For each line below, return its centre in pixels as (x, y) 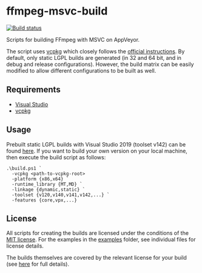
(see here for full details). (38, 264)
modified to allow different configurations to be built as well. (81, 70)
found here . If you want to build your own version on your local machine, (97, 151)
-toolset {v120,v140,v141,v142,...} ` (61, 195)
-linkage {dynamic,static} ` (49, 189)
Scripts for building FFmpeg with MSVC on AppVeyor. (73, 39)
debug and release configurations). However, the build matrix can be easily (100, 64)
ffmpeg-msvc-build (57, 11)
